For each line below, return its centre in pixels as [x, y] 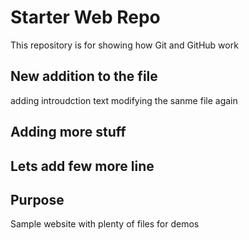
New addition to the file [84, 76]
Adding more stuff [68, 132]
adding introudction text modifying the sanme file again [124, 100]
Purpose [37, 199]
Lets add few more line [82, 166]
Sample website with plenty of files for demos [105, 224]
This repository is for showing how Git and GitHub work [124, 45]
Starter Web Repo [85, 17]
